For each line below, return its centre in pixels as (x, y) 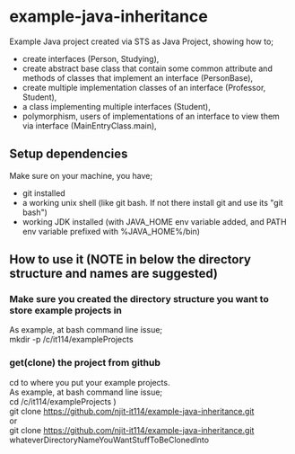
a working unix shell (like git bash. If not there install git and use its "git (153, 202)
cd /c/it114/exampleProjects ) (63, 401)
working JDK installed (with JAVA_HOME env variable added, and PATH (154, 221)
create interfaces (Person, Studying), (91, 58)
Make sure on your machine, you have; (81, 175)
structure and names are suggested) (113, 274)
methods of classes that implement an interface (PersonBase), (138, 77)
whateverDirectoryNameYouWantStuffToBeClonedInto (109, 440)
